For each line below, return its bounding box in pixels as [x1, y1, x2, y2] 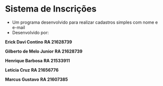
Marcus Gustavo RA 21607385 [5, 76, 68, 82]
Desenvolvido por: [12, 29, 49, 35]
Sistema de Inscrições [5, 3, 97, 14]
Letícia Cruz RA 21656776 [5, 67, 59, 73]
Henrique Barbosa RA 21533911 [5, 57, 70, 63]
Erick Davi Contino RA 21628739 [5, 39, 72, 44]
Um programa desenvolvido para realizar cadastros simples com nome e [12, 19, 158, 25]
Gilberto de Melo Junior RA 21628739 [5, 48, 83, 54]
